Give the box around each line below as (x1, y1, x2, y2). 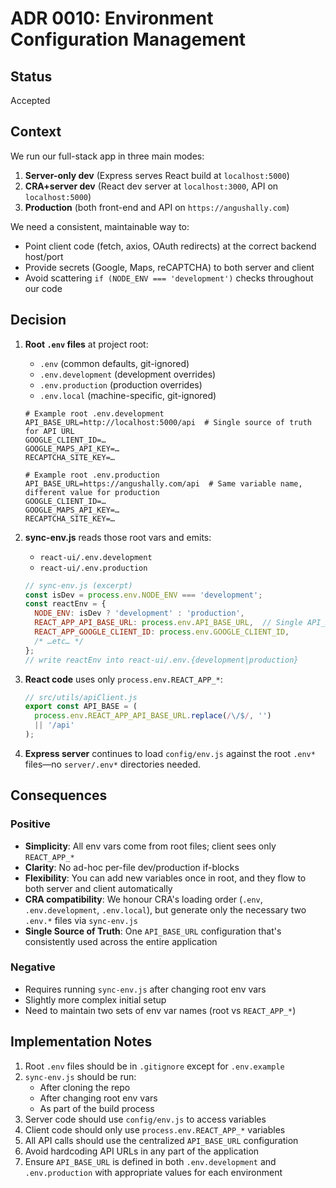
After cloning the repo (39, 1081, 131, 1093)
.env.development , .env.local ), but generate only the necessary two (24, 903, 307, 916)
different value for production (24, 487, 160, 497)
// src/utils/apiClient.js (24, 692, 138, 702)
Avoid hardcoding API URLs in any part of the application (24, 1145, 260, 1157)
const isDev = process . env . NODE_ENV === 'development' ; (24, 590, 263, 600)
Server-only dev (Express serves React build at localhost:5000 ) (24, 169, 290, 181)
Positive (10, 817, 51, 831)
